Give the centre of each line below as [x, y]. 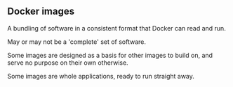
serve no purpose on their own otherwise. [68, 63]
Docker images [41, 11]
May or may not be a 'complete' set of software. [76, 42]
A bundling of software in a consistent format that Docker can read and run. [116, 28]
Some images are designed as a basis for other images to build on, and [110, 55]
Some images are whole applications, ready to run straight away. [101, 76]
